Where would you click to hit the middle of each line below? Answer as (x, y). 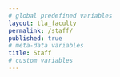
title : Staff (30, 53)
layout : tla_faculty (43, 23)
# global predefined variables (60, 16)
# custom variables (41, 61)
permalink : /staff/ (41, 30)
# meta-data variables (46, 46)
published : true (35, 38)
